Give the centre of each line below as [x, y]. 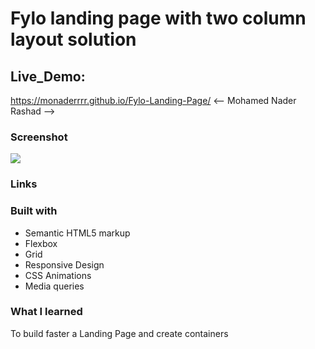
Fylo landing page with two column [158, 18]
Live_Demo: [48, 76]
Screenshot [39, 137]
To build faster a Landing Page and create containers [119, 333]
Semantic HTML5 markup [77, 233]
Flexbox [41, 243]
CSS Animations [58, 275]
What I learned [46, 312]
